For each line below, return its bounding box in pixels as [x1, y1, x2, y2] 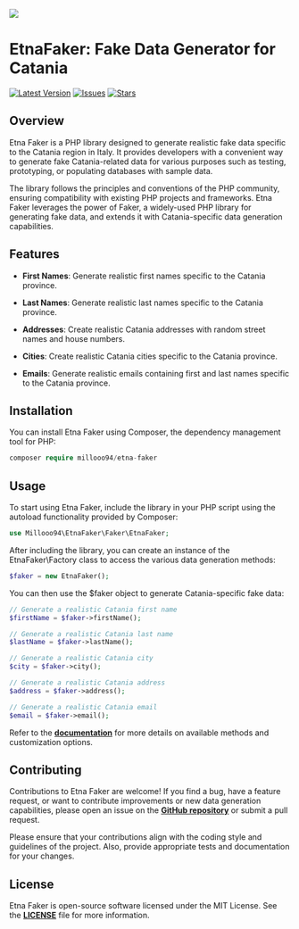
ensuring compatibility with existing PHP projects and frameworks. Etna [9, 192, 272, 203]
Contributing [9, 762, 82, 777]
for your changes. [9, 850, 75, 861]
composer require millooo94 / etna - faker [9, 453, 158, 463]
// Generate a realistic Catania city [9, 654, 154, 663]
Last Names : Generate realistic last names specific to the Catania [21, 297, 263, 308]
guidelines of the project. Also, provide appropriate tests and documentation [9, 842, 290, 852]
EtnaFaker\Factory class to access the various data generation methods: [9, 554, 277, 565]
